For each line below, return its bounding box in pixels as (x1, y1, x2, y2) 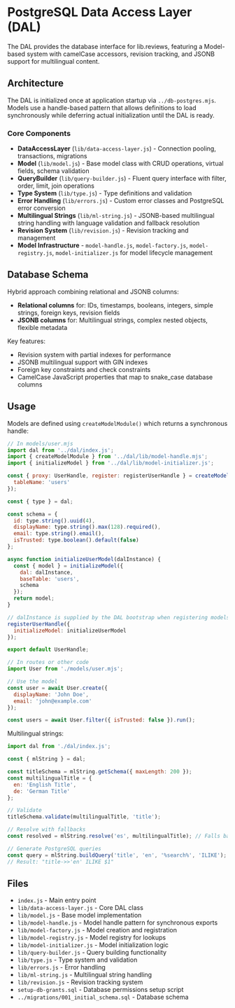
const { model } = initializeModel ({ (13, 562, 124, 569)
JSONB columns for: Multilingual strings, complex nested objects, (17, 316, 208, 324)
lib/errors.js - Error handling (17, 963, 106, 972)
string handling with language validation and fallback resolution (17, 219, 200, 228)
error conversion (17, 204, 66, 212)
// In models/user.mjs (7, 440, 73, 447)
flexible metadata (17, 323, 68, 331)
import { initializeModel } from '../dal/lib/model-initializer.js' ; (7, 460, 215, 467)
